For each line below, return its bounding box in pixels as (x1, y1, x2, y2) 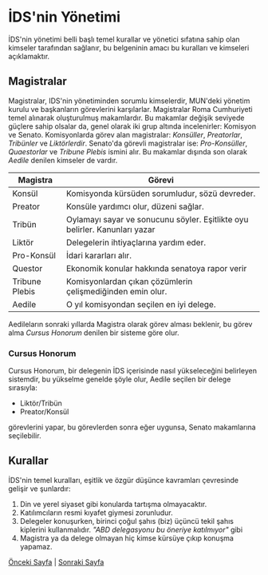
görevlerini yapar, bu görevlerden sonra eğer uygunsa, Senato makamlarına (8, 422, 257, 432)
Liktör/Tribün (19, 398, 62, 408)
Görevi (148, 174, 174, 186)
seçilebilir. (8, 431, 41, 441)
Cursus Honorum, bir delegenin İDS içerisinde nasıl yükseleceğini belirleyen (8, 366, 258, 376)
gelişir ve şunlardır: (8, 484, 71, 493)
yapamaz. (19, 541, 53, 551)
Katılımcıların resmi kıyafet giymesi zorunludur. (19, 508, 173, 517)
